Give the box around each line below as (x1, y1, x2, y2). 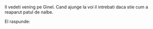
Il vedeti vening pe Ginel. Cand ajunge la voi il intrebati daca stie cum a (4, 4, 149, 10)
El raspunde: (4, 19, 31, 24)
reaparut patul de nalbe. (4, 9, 54, 15)
